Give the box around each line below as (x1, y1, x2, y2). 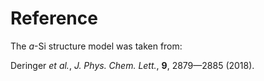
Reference (10, 7, 98, 30)
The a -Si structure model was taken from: (10, 40, 183, 52)
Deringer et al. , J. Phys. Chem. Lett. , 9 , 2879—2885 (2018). (10, 59, 255, 71)
